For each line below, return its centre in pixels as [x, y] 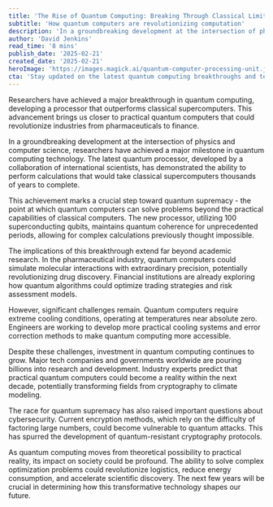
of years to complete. [44, 185]
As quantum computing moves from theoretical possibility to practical [125, 452]
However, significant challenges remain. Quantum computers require [123, 309]
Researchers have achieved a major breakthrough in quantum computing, [131, 99]
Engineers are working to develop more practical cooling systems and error [135, 327]
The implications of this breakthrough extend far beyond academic [120, 251]
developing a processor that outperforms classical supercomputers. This [130, 108]
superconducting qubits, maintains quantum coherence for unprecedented [133, 226]
